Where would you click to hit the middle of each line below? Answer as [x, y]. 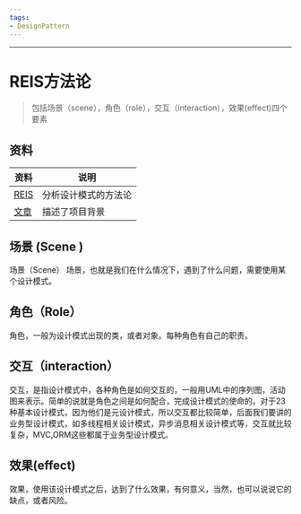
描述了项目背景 [73, 212]
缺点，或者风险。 [41, 500]
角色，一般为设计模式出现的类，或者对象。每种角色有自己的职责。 [131, 335]
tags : [19, 17]
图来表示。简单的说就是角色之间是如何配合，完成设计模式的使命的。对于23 [148, 401]
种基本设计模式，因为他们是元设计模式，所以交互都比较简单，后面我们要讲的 [150, 412]
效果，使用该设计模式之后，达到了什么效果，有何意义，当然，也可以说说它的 [150, 489]
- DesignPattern [39, 26]
